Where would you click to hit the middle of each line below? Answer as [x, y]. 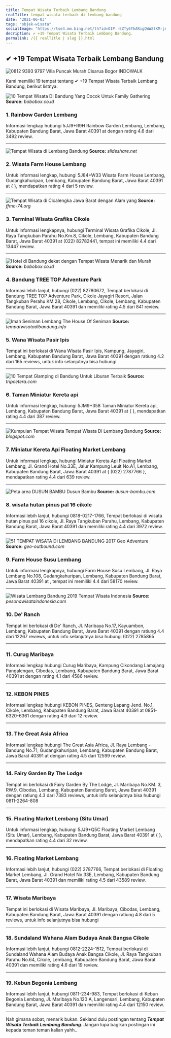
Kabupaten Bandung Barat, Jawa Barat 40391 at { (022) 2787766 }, [76, 471]
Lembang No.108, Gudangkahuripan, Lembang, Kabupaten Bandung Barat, [84, 576]
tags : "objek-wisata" [29, 24]
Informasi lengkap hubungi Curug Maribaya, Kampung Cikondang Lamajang [85, 665]
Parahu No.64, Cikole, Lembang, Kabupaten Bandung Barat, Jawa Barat [81, 960]
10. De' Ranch [23, 614]
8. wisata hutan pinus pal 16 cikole [49, 504]
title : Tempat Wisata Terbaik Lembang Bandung [56, 10]
